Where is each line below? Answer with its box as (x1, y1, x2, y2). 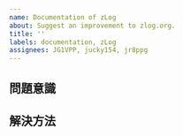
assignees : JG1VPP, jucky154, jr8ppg (9, 46, 149, 55)
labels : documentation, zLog (9, 37, 117, 47)
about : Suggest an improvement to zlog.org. (9, 21, 176, 30)
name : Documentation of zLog (9, 12, 117, 22)
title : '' (9, 29, 46, 38)
